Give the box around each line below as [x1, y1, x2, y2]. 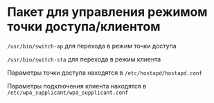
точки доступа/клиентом [7, 19, 161, 35]
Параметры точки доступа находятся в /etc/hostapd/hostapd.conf [7, 68, 203, 77]
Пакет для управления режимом [7, 4, 208, 20]
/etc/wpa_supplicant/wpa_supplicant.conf [7, 89, 129, 96]
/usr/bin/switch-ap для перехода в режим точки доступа [7, 41, 177, 50]
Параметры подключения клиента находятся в [7, 82, 147, 90]
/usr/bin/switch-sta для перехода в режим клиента [7, 55, 161, 63]
